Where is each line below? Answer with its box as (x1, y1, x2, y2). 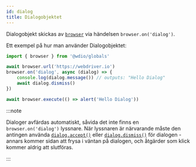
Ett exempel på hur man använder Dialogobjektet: (6, 42, 127, 49)
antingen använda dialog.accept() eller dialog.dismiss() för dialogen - (6, 131, 182, 138)
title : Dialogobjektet (6, 14, 62, 20)
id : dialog (6, 8, 33, 15)
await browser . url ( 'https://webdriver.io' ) (6, 64, 115, 70)
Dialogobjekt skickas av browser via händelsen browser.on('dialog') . (6, 30, 175, 37)
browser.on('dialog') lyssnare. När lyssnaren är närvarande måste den (6, 125, 181, 132)
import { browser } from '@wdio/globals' (6, 53, 110, 59)
